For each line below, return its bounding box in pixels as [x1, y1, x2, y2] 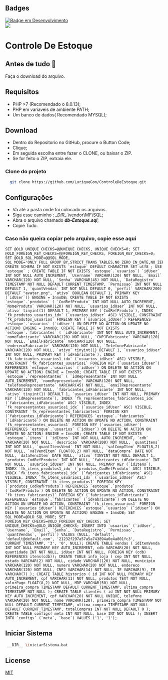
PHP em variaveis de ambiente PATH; [12, 106, 89, 112]
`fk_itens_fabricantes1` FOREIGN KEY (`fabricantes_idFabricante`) [5, 492, 149, 497]
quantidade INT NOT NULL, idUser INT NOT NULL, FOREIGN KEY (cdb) [5, 550, 146, 555]
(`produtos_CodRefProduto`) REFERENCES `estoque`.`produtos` [5, 484, 135, 489]
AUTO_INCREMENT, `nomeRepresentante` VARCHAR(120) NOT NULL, [5, 378, 135, 383]
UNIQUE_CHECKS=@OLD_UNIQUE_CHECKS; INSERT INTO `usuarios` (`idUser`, [5, 523, 155, 528]
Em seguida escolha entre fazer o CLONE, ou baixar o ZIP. [12, 150, 132, 156]
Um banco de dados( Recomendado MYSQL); [12, 111, 107, 117]
